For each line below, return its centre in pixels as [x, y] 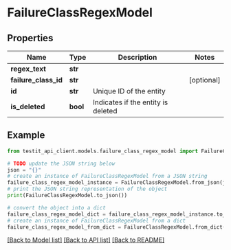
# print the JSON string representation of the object [87, 189]
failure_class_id [37, 80]
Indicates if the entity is [130, 102]
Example [26, 135]
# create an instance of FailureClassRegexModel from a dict [97, 220]
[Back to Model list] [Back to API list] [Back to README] [86, 240]
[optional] [205, 80]
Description [137, 57]
